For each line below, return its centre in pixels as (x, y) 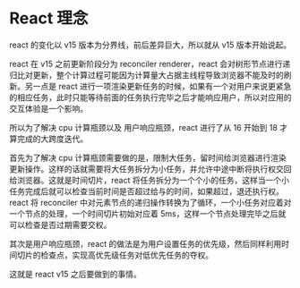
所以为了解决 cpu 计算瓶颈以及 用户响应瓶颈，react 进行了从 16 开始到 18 (143, 127)
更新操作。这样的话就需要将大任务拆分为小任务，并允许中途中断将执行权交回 (150, 169)
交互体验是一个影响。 (48, 108)
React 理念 (49, 18)
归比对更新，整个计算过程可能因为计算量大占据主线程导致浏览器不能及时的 (146, 75)
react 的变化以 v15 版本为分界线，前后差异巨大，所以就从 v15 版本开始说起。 (150, 45)
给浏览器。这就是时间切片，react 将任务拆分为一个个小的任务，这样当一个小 (149, 180)
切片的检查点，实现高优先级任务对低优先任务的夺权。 (115, 255)
